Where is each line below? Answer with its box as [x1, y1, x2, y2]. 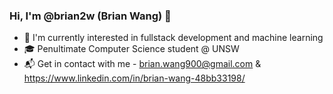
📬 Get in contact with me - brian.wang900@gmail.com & [23, 58, 262, 70]
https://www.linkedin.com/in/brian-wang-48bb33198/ [23, 72, 246, 84]
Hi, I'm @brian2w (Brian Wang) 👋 [9, 9, 172, 23]
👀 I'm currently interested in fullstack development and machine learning [23, 32, 324, 44]
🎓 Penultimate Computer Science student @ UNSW [23, 43, 240, 55]
